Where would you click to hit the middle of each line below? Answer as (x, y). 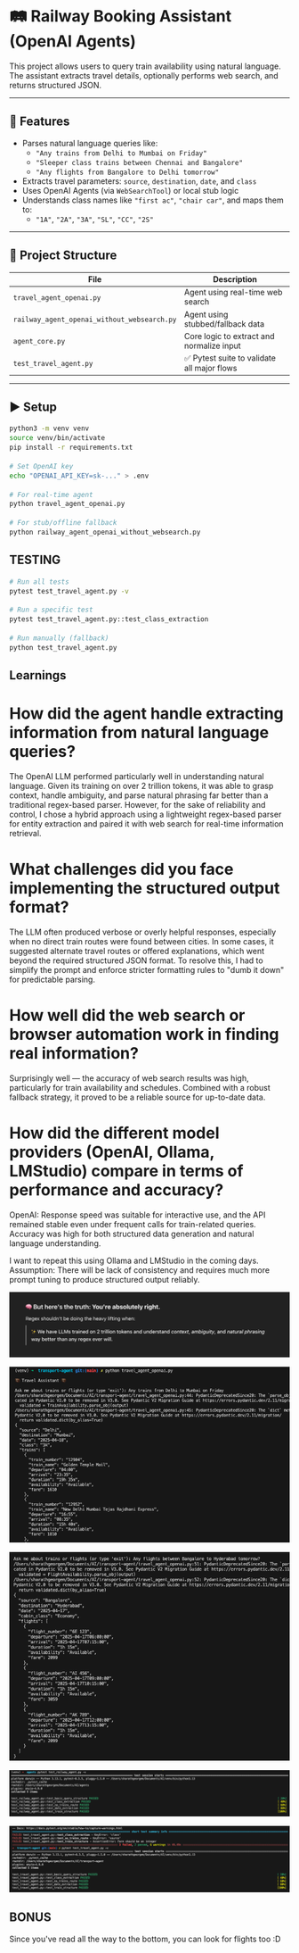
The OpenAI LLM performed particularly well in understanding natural (137, 777)
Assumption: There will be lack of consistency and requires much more (139, 1270)
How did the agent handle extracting (147, 714)
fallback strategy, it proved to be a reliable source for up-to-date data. (137, 1097)
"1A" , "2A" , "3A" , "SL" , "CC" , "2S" (94, 219)
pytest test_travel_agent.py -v (69, 591)
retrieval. (25, 834)
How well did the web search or (127, 1015)
